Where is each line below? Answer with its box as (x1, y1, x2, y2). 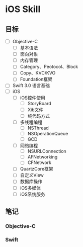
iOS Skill (5, 4, 41, 15)
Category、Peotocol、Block (20, 64, 78, 70)
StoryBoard (27, 100, 51, 106)
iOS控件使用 (20, 95, 45, 101)
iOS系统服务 (20, 191, 45, 197)
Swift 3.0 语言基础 (12, 83, 50, 89)
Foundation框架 (20, 76, 53, 83)
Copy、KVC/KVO (20, 70, 56, 76)
